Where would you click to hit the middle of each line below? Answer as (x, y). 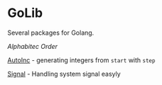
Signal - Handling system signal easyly (64, 74)
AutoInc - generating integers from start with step (81, 60)
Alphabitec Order (33, 46)
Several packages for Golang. (51, 33)
